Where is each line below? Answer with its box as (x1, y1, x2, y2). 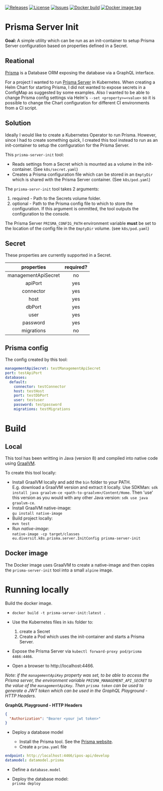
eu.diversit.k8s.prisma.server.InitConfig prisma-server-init (12, 536, 141, 541)
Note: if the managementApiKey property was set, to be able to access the (5, 672, 149, 678)
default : (9, 379, 27, 385)
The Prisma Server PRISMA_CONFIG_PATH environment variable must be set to (5, 220, 156, 226)
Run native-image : (12, 525, 49, 531)
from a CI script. (5, 105, 37, 111)
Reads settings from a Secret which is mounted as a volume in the (12, 161, 145, 167)
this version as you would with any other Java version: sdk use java (12, 494, 148, 500)
